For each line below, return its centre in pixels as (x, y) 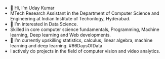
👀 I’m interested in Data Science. (44, 24)
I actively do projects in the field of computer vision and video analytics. (85, 51)
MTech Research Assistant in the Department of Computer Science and (85, 13)
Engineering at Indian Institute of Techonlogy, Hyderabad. (70, 19)
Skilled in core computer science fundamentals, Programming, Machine (85, 29)
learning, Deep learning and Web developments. (60, 35)
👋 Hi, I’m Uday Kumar (32, 8)
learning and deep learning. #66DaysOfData (56, 46)
